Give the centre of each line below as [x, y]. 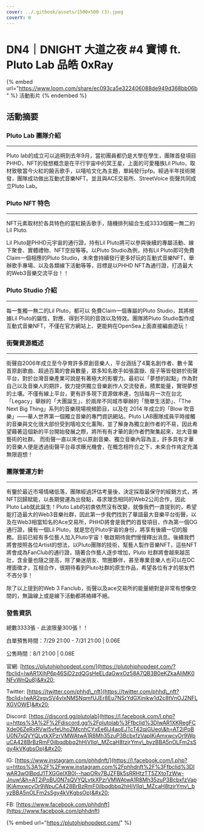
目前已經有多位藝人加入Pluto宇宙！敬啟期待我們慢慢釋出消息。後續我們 [106, 537]
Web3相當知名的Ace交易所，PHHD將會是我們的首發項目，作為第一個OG [107, 522]
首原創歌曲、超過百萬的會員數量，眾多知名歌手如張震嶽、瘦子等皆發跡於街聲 [102, 371]
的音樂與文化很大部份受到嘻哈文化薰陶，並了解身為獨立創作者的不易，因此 [99, 424]
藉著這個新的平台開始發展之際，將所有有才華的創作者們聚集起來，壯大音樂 [104, 432]
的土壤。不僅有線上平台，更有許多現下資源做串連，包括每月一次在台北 [94, 393]
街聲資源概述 [25, 343]
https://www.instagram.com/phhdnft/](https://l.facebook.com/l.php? [102, 760]
